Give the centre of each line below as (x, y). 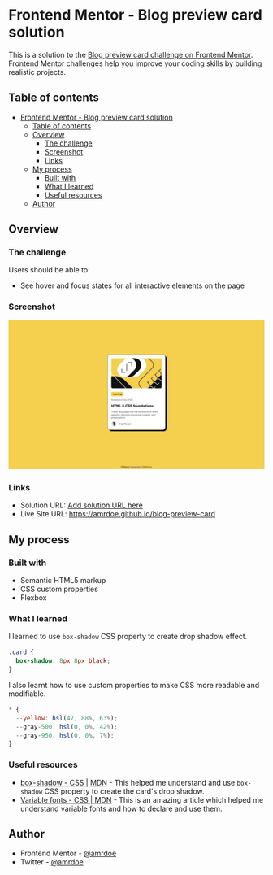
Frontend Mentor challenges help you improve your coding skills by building (135, 63)
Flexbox (33, 598)
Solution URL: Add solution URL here (82, 505)
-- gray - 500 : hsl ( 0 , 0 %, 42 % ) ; (67, 727)
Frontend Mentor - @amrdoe (68, 853)
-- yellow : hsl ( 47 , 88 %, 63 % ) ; (67, 718)
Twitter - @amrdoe (52, 862)
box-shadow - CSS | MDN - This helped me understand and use (128, 782)
